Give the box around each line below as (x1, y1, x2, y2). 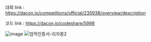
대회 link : (5, 4, 25, 10)
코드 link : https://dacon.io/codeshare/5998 (5, 20, 95, 26)
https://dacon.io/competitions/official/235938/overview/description (5, 10, 146, 16)
